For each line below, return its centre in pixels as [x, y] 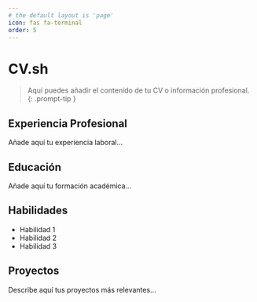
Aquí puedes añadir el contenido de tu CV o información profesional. [138, 90]
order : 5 [22, 30]
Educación [35, 167]
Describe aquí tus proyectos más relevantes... [82, 289]
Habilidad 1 [37, 229]
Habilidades [38, 211]
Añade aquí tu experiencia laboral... [66, 143]
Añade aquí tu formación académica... [70, 186]
